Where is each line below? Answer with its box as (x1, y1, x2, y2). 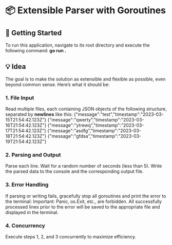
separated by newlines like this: (5, 111, 73, 117)
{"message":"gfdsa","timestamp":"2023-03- (47, 133, 142, 139)
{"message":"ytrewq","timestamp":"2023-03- (47, 122, 144, 129)
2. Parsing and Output (5, 151, 61, 158)
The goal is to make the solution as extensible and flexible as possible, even (5, 76, 166, 82)
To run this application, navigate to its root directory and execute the (5, 42, 150, 48)
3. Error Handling (5, 181, 49, 188)
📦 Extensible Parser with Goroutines (5, 5, 166, 16)
